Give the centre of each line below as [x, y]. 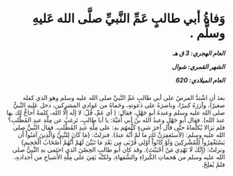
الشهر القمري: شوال [198, 66]
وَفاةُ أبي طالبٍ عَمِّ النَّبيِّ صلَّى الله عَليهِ [128, 19]
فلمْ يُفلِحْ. [213, 165]
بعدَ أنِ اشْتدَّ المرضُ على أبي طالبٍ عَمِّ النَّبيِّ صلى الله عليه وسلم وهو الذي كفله [124, 98]
